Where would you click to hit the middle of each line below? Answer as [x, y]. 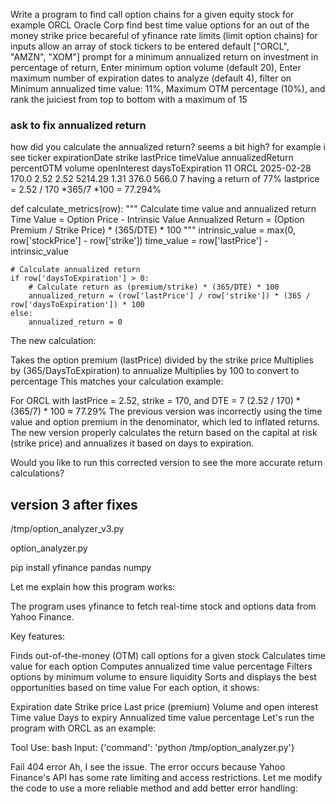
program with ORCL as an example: [83, 728]
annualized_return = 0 [75, 322]
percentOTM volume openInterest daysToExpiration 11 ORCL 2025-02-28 [161, 168]
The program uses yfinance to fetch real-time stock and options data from [163, 606]
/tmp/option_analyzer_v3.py [67, 529]
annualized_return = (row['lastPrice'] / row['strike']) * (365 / [169, 296]
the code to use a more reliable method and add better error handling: [154, 788]
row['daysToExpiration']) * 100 [77, 305]
